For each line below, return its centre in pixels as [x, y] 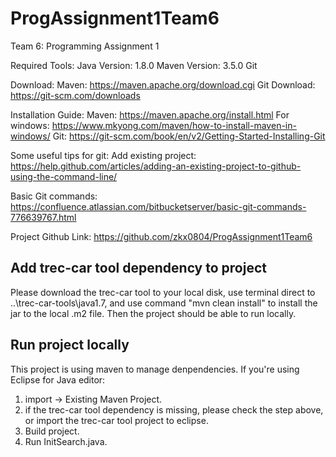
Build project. [52, 431]
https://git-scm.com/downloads [75, 95]
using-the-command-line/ [64, 176]
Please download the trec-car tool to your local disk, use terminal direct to [163, 292]
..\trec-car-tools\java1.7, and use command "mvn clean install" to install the [164, 303]
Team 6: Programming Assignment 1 [85, 46]
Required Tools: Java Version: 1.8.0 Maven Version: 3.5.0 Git [134, 65]
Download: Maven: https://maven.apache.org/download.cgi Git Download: [163, 84]
